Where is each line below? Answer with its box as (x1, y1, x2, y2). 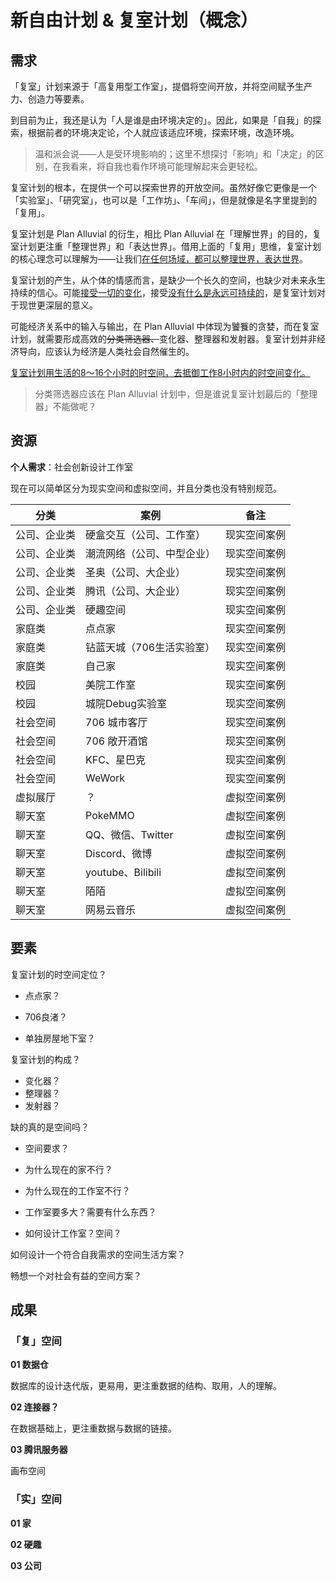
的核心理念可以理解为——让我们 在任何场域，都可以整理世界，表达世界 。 (10, 253, 308, 265)
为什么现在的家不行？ (24, 1163, 113, 1175)
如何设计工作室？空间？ (24, 1227, 122, 1239)
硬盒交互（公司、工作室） (85, 527, 207, 541)
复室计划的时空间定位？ (10, 968, 107, 980)
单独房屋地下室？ (24, 1032, 96, 1044)
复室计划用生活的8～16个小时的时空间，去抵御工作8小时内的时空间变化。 (10, 367, 311, 378)
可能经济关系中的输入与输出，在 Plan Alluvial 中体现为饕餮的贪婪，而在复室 (10, 321, 320, 332)
